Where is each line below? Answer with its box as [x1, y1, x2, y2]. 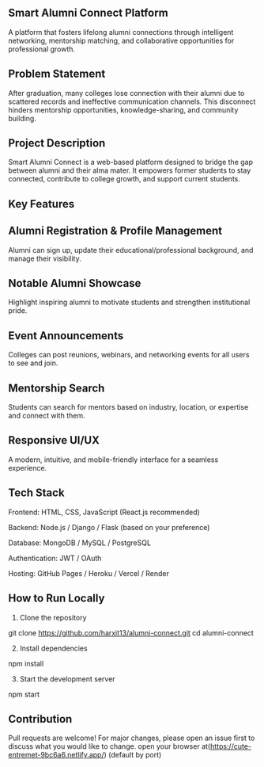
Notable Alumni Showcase [8, 277, 141, 290]
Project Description [8, 136, 106, 150]
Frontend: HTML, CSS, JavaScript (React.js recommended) [8, 507, 200, 517]
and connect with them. [8, 411, 85, 421]
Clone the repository [19, 612, 87, 622]
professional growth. [8, 44, 76, 54]
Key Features [8, 197, 75, 211]
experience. [8, 463, 47, 472]
